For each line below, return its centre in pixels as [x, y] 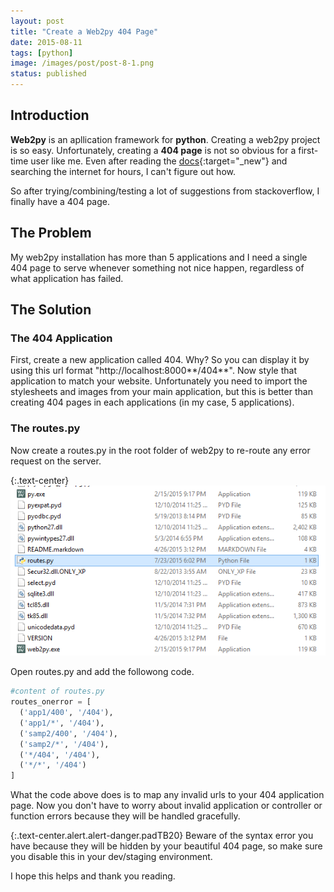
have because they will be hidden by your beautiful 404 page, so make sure [166, 846]
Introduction [50, 115]
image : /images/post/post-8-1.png [82, 63]
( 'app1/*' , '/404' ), [62, 723]
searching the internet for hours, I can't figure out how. [123, 171]
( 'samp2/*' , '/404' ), [64, 744]
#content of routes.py [57, 691]
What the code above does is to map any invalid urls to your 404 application [167, 795]
